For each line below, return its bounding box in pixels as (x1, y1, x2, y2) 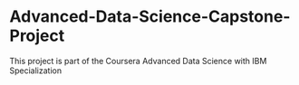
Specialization (9, 65, 62, 76)
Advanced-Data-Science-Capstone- (9, 6, 291, 27)
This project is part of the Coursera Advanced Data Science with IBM (9, 55, 267, 66)
